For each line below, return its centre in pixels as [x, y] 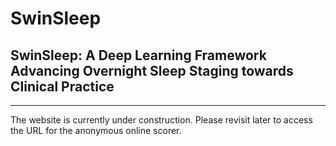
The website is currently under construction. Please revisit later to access [161, 120]
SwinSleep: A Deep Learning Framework [138, 55]
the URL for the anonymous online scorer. [96, 130]
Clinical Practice [62, 86]
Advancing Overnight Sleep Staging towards [152, 70]
